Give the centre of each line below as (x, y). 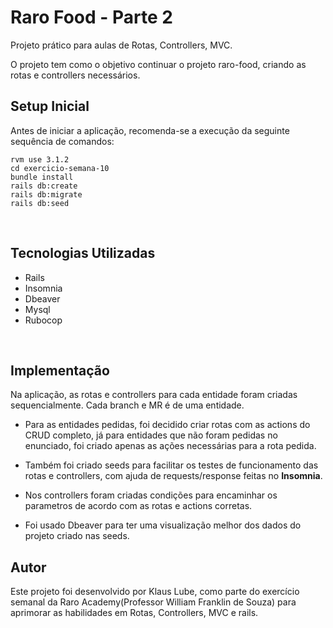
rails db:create (44, 186)
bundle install (42, 177)
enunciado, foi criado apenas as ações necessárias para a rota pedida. (170, 446)
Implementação (60, 370)
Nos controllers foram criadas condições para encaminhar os (151, 495)
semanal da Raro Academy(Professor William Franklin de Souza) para (153, 602)
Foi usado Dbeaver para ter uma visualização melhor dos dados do (163, 525)
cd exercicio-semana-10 (60, 168)
